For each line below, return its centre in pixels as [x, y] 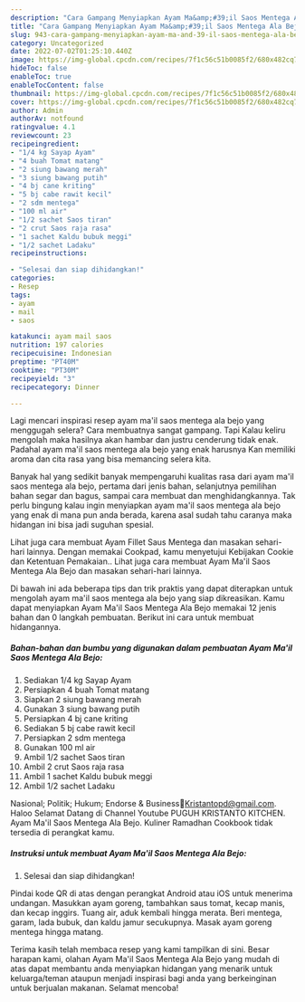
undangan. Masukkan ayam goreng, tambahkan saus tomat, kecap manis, [148, 903]
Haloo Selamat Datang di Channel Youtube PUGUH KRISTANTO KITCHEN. [148, 813]
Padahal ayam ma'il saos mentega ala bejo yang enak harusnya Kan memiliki [153, 450]
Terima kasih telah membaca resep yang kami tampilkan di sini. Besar [140, 950]
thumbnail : [31, 93]
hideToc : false [39, 69]
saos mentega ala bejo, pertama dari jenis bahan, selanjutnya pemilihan [143, 486]
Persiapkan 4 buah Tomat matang [86, 690]
